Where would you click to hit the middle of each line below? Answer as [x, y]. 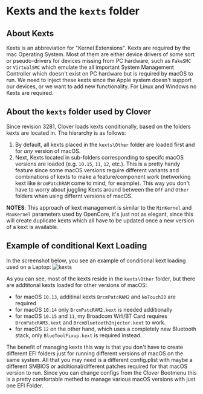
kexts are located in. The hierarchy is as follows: [66, 133]
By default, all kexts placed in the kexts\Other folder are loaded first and [105, 144]
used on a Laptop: [29, 266]
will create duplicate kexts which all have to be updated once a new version [100, 220]
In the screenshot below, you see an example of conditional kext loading [96, 260]
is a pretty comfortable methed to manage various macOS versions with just [101, 379]
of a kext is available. [32, 227]
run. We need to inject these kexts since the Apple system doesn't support [99, 80]
